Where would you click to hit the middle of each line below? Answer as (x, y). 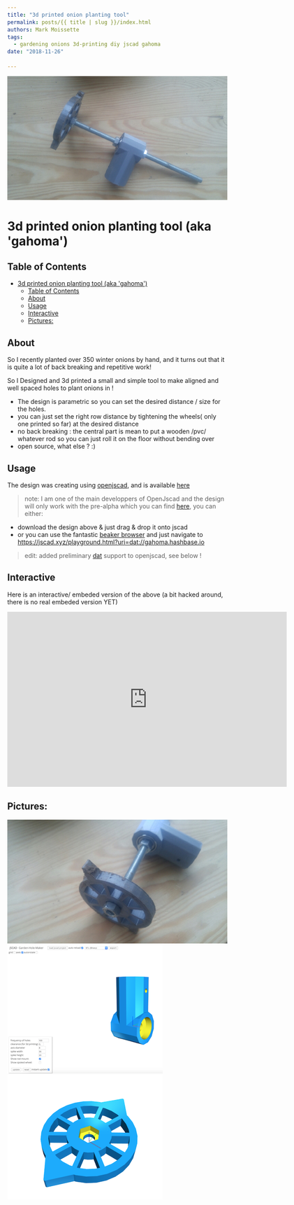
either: (34, 514)
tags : (15, 37)
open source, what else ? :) (56, 446)
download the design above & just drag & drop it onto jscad (102, 527)
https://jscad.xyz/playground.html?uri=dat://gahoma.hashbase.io (111, 542)
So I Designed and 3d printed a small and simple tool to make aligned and (113, 381)
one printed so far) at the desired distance (78, 424)
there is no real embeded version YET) (63, 601)
